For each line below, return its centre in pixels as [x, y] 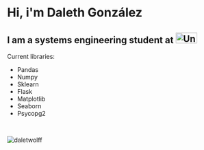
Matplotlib [31, 99]
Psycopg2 [31, 113]
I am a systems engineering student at [90, 40]
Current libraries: [31, 57]
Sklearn [28, 84]
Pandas [28, 70]
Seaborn [29, 106]
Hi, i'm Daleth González [75, 13]
